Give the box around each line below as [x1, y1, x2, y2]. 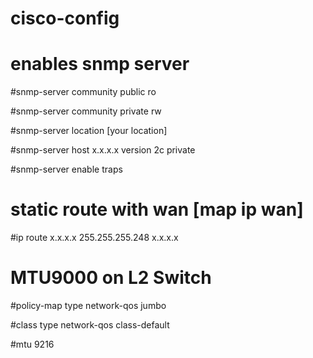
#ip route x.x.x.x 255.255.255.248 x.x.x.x [10, 232, 179, 244]
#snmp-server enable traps [10, 163, 123, 176]
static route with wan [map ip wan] [10, 198, 304, 221]
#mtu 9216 [10, 338, 55, 350]
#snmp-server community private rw [10, 105, 162, 117]
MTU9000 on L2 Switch [10, 267, 212, 289]
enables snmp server [10, 53, 190, 76]
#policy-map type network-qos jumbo [10, 300, 167, 311]
